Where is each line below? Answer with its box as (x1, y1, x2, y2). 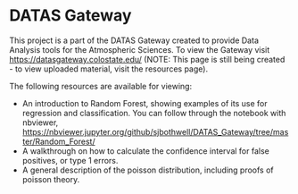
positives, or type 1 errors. (21, 155, 119, 165)
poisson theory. (21, 173, 80, 184)
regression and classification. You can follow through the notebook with (21, 107, 286, 118)
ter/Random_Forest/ (21, 136, 95, 147)
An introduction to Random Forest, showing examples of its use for (21, 97, 268, 108)
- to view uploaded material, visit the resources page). (9, 63, 208, 74)
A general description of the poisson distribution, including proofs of (21, 164, 274, 175)
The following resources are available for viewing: (9, 80, 193, 91)
